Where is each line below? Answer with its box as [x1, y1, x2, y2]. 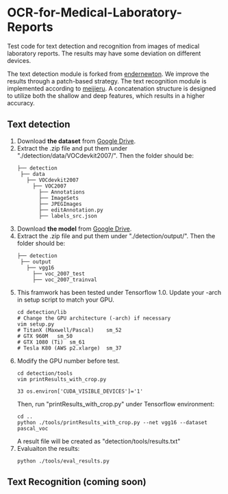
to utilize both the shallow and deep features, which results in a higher [7, 91, 205, 100]
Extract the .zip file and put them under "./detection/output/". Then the [16, 231, 216, 240]
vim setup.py [16, 320, 55, 328]
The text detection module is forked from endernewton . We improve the [7, 70, 210, 78]
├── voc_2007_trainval [32, 276, 97, 283]
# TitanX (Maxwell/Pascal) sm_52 [16, 326, 122, 333]
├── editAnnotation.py [38, 207, 104, 213]
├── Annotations [38, 188, 86, 196]
